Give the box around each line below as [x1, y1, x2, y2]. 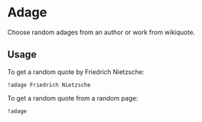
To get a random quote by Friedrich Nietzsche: [7, 67, 145, 76]
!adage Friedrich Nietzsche [7, 81, 91, 88]
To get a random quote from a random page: [7, 93, 138, 102]
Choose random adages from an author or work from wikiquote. [7, 28, 196, 36]
